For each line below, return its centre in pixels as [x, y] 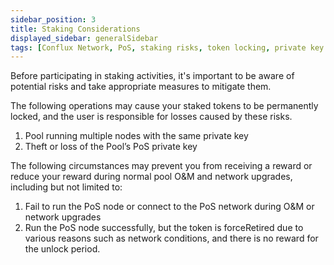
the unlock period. [62, 249]
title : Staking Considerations [75, 29]
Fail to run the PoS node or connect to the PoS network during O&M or [169, 207]
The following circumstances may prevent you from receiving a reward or [161, 166]
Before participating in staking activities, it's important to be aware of [152, 76]
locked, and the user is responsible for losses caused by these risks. [151, 117]
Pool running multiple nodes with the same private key [136, 136]
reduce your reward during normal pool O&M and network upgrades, [151, 177]
